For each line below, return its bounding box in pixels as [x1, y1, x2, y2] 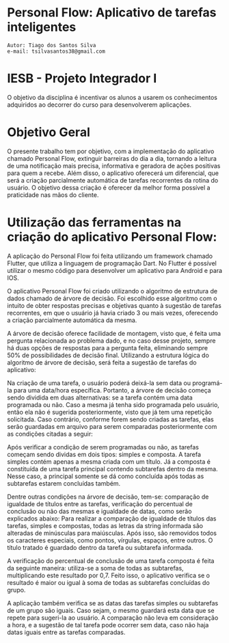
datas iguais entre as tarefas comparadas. [7, 628, 126, 636]
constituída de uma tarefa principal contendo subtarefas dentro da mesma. [7, 464, 218, 473]
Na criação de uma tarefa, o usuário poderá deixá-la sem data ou [7, 378, 191, 387]
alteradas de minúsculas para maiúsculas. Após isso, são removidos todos [7, 529, 217, 537]
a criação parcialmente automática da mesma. [7, 316, 137, 324]
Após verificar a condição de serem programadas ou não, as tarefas [7, 443, 200, 451]
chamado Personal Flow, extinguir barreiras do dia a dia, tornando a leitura [7, 154, 217, 162]
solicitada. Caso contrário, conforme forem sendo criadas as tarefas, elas [7, 415, 214, 423]
